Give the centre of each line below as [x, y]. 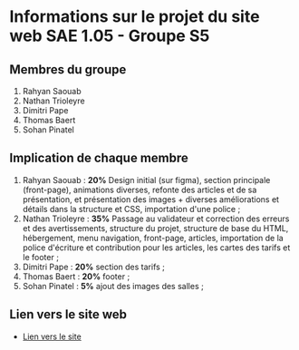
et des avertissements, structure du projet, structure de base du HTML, [155, 228]
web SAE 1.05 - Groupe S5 [110, 36]
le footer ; [40, 257]
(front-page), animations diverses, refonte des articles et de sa [140, 190]
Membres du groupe [68, 69]
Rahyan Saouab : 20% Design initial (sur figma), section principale [146, 180]
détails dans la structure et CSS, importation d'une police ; [131, 209]
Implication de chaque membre [99, 158]
